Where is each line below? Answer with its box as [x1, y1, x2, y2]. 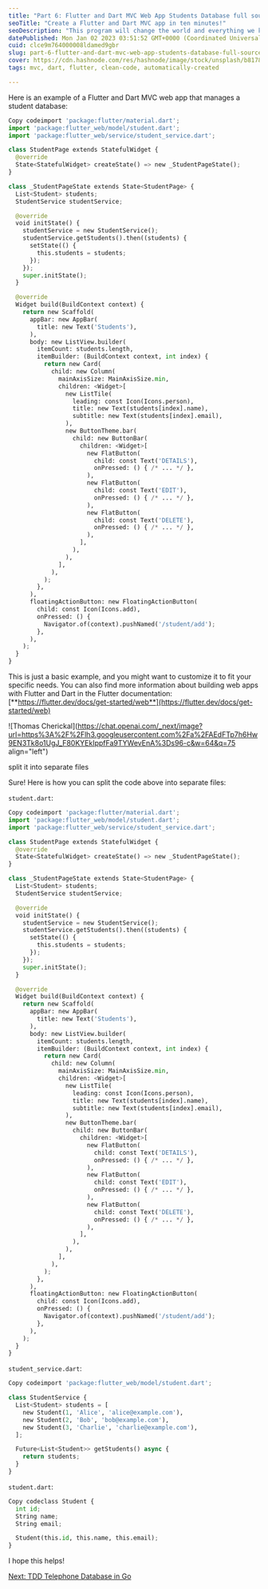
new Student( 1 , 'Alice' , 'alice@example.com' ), [22, 1408, 183, 1416]
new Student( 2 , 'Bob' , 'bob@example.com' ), [22, 1416, 170, 1424]
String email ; [15, 1519, 62, 1527]
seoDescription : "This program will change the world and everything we [8, 26, 255, 34]
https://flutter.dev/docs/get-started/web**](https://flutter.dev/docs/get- [18, 697, 253, 707]
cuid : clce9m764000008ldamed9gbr [8, 42, 120, 50]
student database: [8, 101, 68, 110]
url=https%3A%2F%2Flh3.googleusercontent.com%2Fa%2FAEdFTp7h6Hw [8, 730, 258, 739]
